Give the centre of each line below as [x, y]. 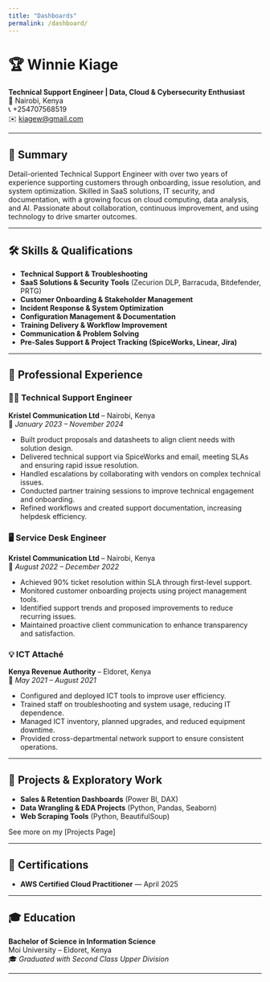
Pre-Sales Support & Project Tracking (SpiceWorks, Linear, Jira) [129, 342]
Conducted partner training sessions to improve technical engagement [137, 490]
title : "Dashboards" [43, 16]
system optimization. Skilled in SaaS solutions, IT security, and [112, 191]
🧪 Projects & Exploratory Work [85, 780]
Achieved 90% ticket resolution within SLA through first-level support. [136, 583]
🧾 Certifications [49, 865]
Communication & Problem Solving [79, 333]
